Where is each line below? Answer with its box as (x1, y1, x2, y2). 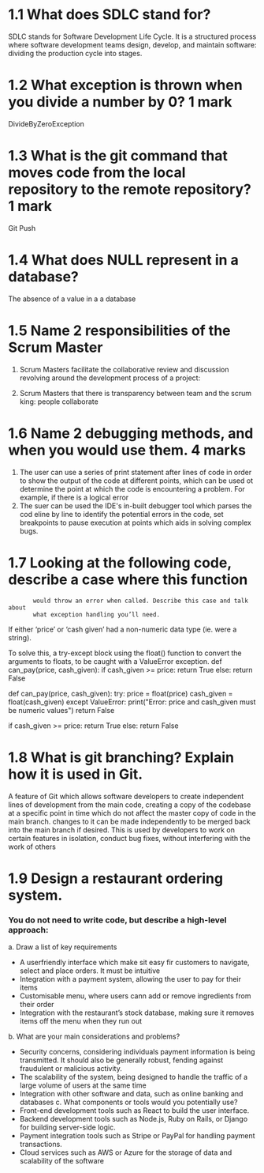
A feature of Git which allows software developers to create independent (8, 791, 244, 801)
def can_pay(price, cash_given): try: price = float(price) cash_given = (8, 688, 233, 698)
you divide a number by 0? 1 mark (8, 93, 232, 111)
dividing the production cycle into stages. (8, 48, 143, 58)
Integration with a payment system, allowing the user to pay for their (19, 974, 242, 983)
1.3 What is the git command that (8, 147, 229, 165)
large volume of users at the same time (19, 1081, 147, 1090)
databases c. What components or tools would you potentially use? (19, 1097, 238, 1107)
